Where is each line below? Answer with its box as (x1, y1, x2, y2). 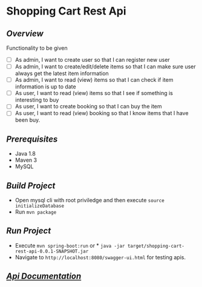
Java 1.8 (15, 150, 36, 157)
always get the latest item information (15, 70, 109, 77)
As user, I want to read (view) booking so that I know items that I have (15, 110, 189, 117)
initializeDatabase (15, 203, 65, 209)
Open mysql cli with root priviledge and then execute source (15, 197, 165, 203)
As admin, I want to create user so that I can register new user (15, 56, 171, 63)
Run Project (6, 226, 51, 236)
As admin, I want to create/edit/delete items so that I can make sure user (15, 63, 197, 70)
